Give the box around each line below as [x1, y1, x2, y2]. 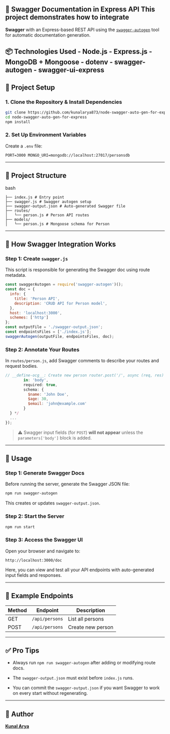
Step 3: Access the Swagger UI [5, 536, 83, 543]
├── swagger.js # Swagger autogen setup [5, 199, 92, 204]
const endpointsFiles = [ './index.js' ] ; [5, 329, 92, 335]
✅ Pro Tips [5, 646, 39, 655]
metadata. [5, 272, 26, 278]
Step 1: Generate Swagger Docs [5, 469, 84, 477]
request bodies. [5, 363, 38, 369]
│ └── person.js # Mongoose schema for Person [5, 221, 110, 226]
